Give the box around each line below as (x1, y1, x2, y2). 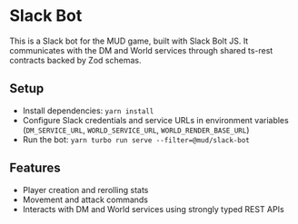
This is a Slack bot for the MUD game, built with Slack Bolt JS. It (9, 35, 249, 46)
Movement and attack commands (22, 194, 148, 205)
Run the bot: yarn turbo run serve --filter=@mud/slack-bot (22, 133, 250, 145)
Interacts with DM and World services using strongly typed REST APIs (22, 203, 284, 214)
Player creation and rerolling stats (22, 184, 149, 195)
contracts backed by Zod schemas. (9, 54, 142, 65)
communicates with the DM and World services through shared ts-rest (9, 44, 273, 55)
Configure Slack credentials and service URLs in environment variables (22, 114, 289, 125)
